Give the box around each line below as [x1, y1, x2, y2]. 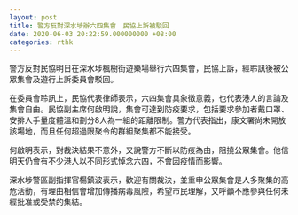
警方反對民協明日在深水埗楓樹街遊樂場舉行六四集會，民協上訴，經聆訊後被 [9, 63, 281, 73]
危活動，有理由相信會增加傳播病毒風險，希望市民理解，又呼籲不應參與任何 [9, 186, 281, 196]
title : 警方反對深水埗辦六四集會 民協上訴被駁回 [9, 21, 169, 30]
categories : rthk [9, 37, 74, 47]
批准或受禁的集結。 [16, 196, 87, 208]
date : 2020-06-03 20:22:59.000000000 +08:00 [9, 29, 176, 38]
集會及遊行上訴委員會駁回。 [16, 74, 118, 85]
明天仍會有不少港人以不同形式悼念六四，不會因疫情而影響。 [9, 156, 227, 166]
